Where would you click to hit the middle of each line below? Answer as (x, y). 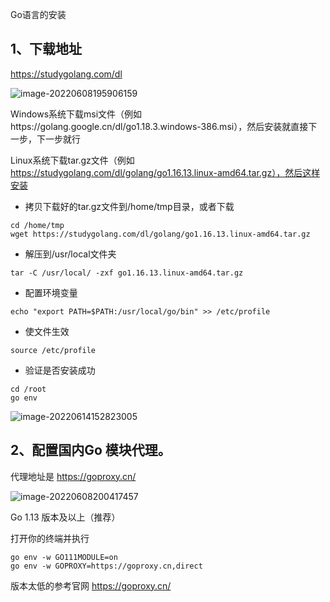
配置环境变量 (51, 292)
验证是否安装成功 (60, 370)
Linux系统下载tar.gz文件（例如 (72, 160)
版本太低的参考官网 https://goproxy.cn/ (91, 585)
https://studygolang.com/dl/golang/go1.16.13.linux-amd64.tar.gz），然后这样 (165, 172)
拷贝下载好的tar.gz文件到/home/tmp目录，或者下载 (129, 206)
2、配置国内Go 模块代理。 (91, 450)
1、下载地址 (46, 49)
